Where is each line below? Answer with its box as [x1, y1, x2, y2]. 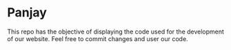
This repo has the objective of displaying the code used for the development [7, 27, 224, 36]
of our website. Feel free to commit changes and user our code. [7, 34, 188, 42]
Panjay [7, 5, 47, 21]
